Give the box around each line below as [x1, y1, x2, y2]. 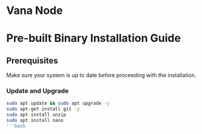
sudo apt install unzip [6, 112, 67, 118]
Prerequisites [6, 55, 58, 65]
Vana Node [6, 4, 63, 18]
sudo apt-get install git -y [6, 106, 80, 112]
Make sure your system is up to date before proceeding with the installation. [6, 72, 197, 79]
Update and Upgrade [6, 87, 69, 95]
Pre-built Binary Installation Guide [6, 32, 181, 45]
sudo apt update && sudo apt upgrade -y [6, 101, 110, 107]
